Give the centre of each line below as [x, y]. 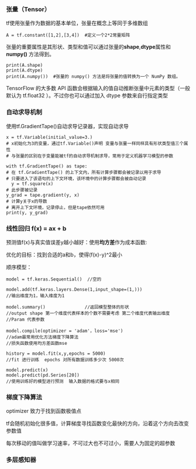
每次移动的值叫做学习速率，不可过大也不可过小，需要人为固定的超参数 [91, 443]
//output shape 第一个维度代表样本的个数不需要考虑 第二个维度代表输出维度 [88, 313]
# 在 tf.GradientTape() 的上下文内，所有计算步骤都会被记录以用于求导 [84, 172]
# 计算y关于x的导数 [27, 201]
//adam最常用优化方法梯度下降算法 [42, 337]
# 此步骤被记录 [22, 190]
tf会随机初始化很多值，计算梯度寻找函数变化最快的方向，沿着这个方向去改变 [97, 423]
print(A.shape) [25, 66]
